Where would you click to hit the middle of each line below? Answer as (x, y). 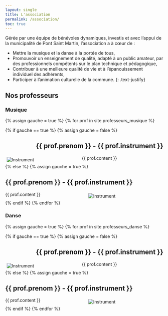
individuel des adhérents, (39, 74)
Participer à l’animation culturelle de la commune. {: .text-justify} (79, 80)
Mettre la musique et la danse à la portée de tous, (64, 53)
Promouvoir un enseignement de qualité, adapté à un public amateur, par (88, 59)
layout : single (21, 10)
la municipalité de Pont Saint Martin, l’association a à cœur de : (70, 44)
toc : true (16, 24)
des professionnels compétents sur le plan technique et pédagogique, (85, 64)
